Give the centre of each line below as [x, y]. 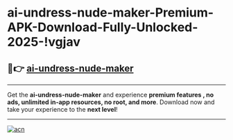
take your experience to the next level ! [62, 109]
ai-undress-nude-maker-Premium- [110, 13]
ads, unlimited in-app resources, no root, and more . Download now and [111, 102]
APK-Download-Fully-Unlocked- [103, 27]
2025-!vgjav [44, 42]
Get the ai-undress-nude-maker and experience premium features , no [111, 95]
